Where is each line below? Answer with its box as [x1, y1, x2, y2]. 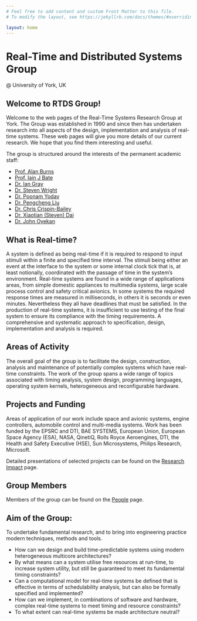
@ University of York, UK [6, 81, 66, 88]
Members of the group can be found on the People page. [6, 496, 144, 503]
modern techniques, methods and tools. [6, 535, 103, 542]
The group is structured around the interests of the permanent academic [6, 151, 182, 158]
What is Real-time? [6, 235, 77, 245]
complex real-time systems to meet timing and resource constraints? [14, 602, 181, 609]
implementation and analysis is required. [6, 325, 104, 332]
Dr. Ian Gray [14, 180, 44, 187]
